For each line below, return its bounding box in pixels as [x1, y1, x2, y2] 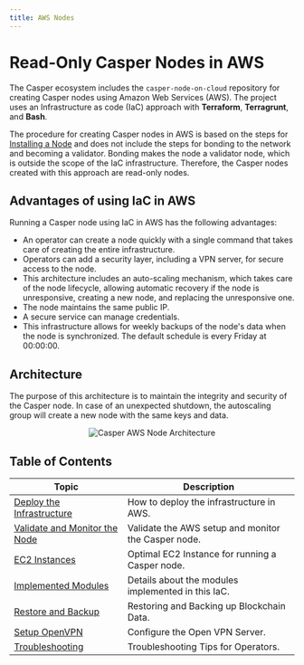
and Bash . [9, 110, 48, 122]
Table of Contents [9, 453, 113, 469]
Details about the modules [127, 574, 239, 586]
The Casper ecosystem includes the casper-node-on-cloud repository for [9, 82, 280, 93]
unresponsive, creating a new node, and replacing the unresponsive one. [22, 292, 295, 303]
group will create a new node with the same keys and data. [9, 410, 229, 421]
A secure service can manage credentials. [22, 311, 180, 322]
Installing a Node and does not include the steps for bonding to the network [9, 138, 291, 149]
